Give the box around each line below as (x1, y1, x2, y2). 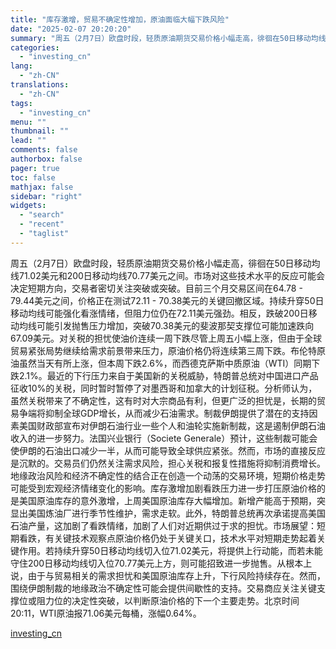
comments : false (10, 145, 78, 155)
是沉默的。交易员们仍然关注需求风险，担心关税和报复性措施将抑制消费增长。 (10, 457, 326, 469)
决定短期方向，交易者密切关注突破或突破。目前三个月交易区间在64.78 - (10, 282, 303, 294)
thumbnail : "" (10, 126, 70, 136)
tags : (10, 98, 33, 108)
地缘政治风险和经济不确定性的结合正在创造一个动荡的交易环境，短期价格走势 (10, 469, 326, 481)
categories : (10, 42, 60, 53)
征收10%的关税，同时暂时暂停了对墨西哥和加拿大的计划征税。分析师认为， (10, 382, 318, 394)
